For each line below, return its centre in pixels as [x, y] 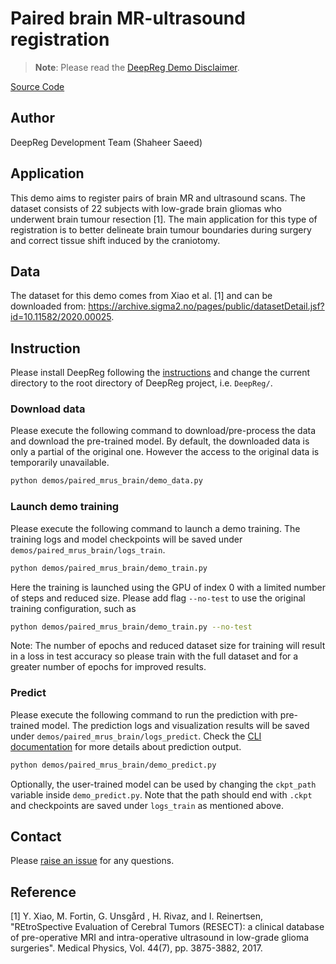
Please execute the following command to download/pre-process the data [163, 431]
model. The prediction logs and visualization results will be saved [175, 725]
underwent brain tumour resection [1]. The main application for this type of [164, 219]
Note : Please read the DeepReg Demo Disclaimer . [137, 67]
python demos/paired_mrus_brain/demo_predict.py [113, 765]
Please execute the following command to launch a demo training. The [155, 528]
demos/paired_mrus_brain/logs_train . [88, 549]
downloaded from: [48, 306]
